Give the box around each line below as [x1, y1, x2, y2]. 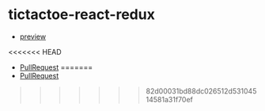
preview [19, 32, 46, 41]
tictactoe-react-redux [8, 6, 156, 24]
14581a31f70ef [146, 94, 194, 104]
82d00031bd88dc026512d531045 [146, 86, 257, 96]
